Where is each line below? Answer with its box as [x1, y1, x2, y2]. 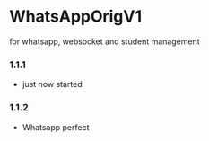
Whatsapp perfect [22, 121, 90, 132]
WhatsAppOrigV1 [9, 6, 143, 27]
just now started [22, 79, 83, 90]
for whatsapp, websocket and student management [9, 36, 200, 47]
